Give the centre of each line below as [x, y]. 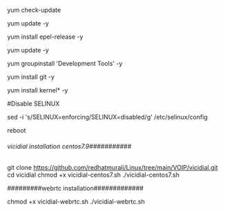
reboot [17, 130]
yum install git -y [31, 77]
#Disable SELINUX [33, 104]
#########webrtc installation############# [75, 189]
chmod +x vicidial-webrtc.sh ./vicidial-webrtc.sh [76, 202]
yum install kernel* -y [38, 90]
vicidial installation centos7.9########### [69, 146]
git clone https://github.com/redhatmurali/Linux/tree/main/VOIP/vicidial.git [113, 168]
